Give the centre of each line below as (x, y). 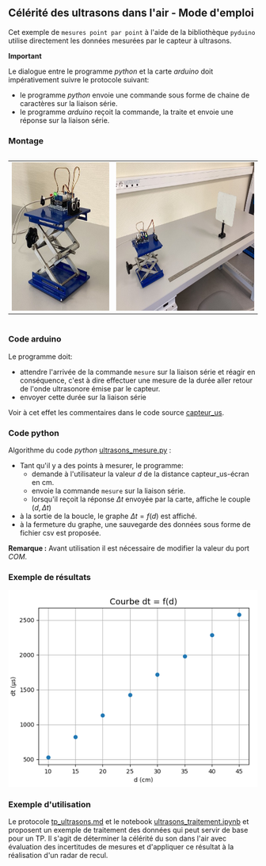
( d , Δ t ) (41, 507)
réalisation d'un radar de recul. (58, 856)
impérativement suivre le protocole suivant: (79, 79)
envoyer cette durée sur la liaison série (83, 397)
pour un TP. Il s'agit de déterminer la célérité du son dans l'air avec (118, 838)
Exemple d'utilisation (49, 805)
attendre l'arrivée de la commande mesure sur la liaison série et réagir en (137, 372)
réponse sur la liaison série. (65, 120)
